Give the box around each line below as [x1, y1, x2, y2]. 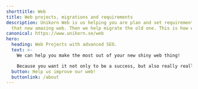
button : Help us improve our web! [11, 68, 96, 74]
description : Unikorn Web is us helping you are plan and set [6, 19, 162, 25]
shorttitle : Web [6, 8, 46, 15]
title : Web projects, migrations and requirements [6, 14, 133, 20]
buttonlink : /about [11, 74, 60, 80]
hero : [6, 36, 19, 42]
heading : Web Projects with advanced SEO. [11, 42, 117, 48]
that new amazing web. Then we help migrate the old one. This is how [11, 25, 189, 31]
